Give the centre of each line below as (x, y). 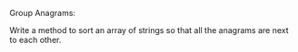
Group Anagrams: (42, 13)
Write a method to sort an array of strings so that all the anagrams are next (149, 30)
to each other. (35, 40)
